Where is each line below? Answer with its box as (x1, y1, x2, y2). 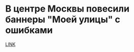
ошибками (5, 25, 53, 36)
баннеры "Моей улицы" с (5, 14, 121, 25)
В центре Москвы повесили (5, 3, 130, 15)
